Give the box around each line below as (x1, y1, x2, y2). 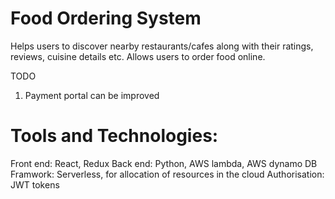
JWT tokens (10, 178, 60, 191)
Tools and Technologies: (10, 125, 219, 147)
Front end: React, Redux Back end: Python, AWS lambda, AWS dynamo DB (10, 157, 318, 169)
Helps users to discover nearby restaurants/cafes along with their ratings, (10, 40, 314, 52)
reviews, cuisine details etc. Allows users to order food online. (10, 50, 266, 62)
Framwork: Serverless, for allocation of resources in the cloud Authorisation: (10, 168, 325, 180)
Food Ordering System (10, 7, 202, 30)
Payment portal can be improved (24, 89, 160, 101)
